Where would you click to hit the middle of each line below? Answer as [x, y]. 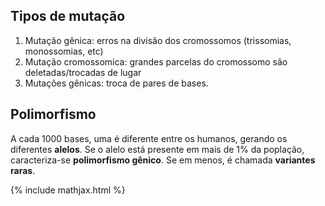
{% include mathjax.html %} [68, 190]
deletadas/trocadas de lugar [83, 72]
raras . [23, 170]
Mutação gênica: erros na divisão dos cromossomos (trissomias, [158, 40]
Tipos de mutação [68, 16]
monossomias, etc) [64, 51]
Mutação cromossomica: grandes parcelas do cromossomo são [156, 61]
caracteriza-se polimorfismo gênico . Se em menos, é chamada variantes [163, 160]
